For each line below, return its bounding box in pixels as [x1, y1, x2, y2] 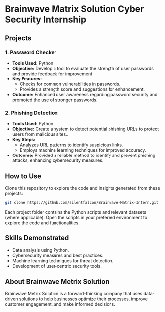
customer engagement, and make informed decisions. [5, 301, 115, 307]
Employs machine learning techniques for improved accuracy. [19, 147, 146, 153]
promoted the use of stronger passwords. [12, 97, 98, 103]
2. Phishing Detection [5, 109, 58, 116]
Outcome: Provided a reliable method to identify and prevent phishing [12, 153, 156, 158]
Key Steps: [12, 137, 36, 143]
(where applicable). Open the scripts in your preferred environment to [5, 214, 148, 220]
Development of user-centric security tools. [12, 263, 102, 269]
